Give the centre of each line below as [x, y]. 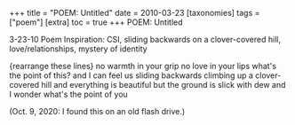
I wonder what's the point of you [69, 94]
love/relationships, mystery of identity [79, 49]
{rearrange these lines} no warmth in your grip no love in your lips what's [143, 66]
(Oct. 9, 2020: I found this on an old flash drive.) [97, 111]
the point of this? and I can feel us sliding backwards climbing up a [131, 75]
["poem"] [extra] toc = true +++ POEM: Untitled [96, 22]
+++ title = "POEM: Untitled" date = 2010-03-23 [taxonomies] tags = [135, 13]
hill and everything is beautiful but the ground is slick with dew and [163, 85]
